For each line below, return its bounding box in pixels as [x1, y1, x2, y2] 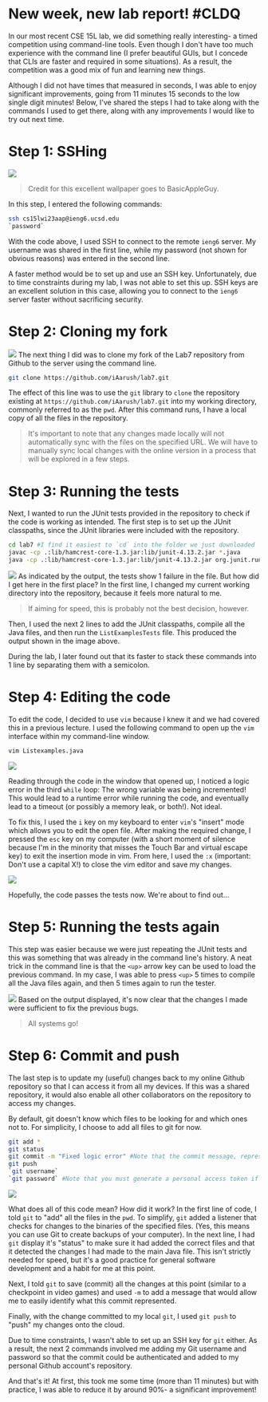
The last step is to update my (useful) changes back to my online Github [8, 1072, 245, 1082]
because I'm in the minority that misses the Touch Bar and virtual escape [8, 843, 248, 852]
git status [8, 1145, 45, 1153]
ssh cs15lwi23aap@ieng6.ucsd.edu [8, 215, 120, 223]
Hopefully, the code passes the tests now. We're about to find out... [8, 890, 230, 899]
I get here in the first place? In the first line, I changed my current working [8, 580, 250, 589]
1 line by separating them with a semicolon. [8, 660, 150, 669]
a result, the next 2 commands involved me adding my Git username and [8, 1344, 247, 1353]
